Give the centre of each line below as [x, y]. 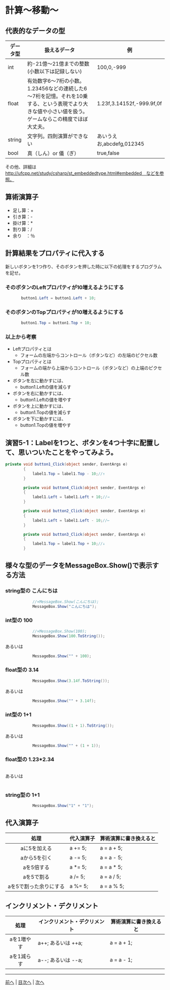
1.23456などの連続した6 [57, 88]
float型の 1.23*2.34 [30, 759]
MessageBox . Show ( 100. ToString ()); [69, 636]
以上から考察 [21, 337]
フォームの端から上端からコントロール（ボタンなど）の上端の [84, 368]
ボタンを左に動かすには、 [39, 381]
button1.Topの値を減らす [46, 413]
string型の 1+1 [23, 795]
